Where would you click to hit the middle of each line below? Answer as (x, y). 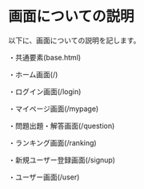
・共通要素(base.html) (45, 57)
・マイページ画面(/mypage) (54, 109)
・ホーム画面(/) (33, 74)
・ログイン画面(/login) (45, 91)
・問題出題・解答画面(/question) (62, 125)
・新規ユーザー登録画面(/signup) (62, 160)
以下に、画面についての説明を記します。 (74, 40)
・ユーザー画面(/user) (44, 177)
